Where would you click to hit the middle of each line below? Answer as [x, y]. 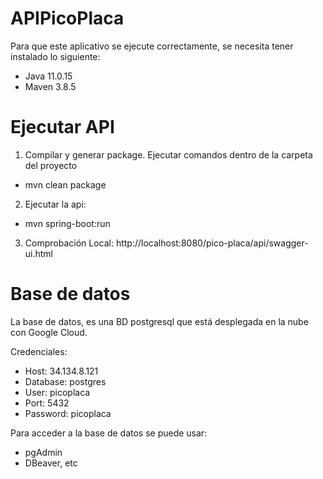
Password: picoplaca [68, 413]
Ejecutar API [62, 127]
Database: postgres [65, 381]
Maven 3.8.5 [50, 86]
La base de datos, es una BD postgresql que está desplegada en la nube [159, 321]
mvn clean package [65, 184]
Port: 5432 [47, 403]
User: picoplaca [57, 392]
